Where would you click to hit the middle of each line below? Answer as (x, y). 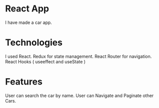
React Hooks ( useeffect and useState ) (45, 61)
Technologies (34, 43)
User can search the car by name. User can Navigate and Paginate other (79, 96)
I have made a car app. (29, 22)
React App (27, 9)
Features (24, 82)
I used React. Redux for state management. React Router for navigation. (79, 56)
